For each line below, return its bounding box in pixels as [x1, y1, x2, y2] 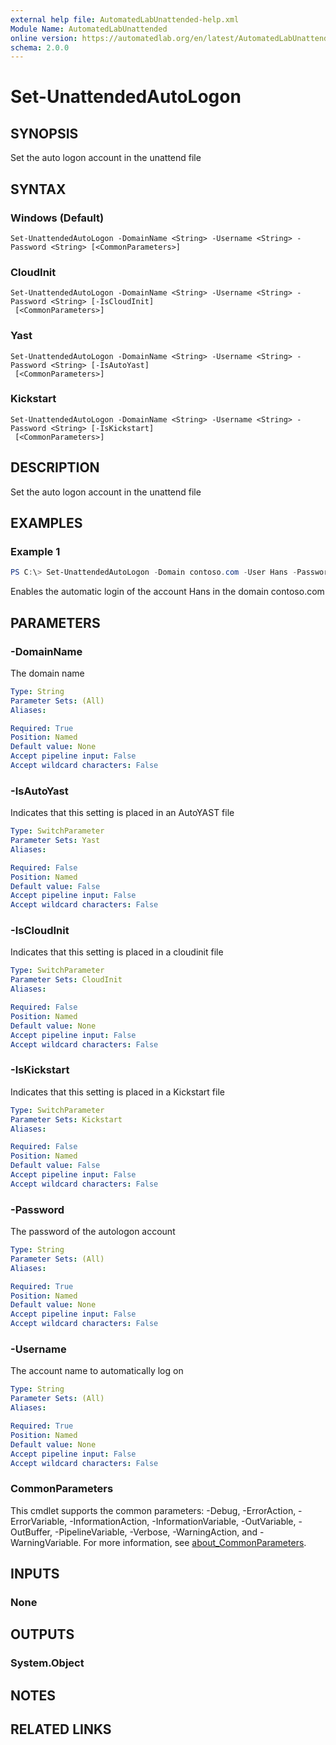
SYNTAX [10, 181, 67, 198]
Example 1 [10, 544, 61, 558]
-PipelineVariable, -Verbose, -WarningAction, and [54, 1526, 258, 1538]
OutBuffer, [10, 1526, 53, 1538]
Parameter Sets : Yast [10, 836, 101, 846]
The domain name [10, 667, 85, 679]
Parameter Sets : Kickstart [10, 1114, 123, 1125]
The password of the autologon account [10, 1226, 176, 1238]
